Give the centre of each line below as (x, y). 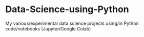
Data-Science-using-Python (67, 9)
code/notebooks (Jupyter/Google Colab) (48, 28)
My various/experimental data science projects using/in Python (72, 23)
